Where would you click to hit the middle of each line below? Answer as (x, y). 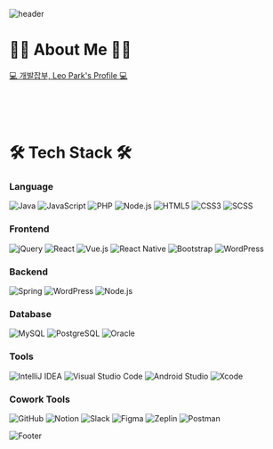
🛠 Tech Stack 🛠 (70, 153)
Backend (29, 272)
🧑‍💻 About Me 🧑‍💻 (70, 50)
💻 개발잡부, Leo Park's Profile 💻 (68, 75)
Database (30, 314)
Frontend (29, 229)
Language (32, 187)
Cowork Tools (40, 399)
